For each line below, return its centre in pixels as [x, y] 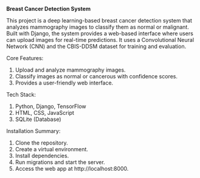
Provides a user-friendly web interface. [64, 83]
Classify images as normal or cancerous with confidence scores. [96, 76]
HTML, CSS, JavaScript [45, 113]
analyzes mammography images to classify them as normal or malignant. [98, 27]
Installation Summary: [33, 131]
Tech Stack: [21, 94]
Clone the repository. [41, 143]
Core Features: [25, 58]
